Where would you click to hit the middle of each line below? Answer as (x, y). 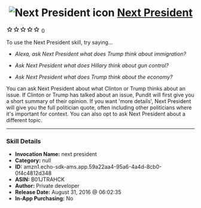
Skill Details (24, 141)
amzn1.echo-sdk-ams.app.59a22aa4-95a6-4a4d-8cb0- (93, 167)
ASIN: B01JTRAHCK (39, 179)
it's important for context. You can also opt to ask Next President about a (96, 114)
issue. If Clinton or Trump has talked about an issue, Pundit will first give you (100, 95)
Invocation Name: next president (56, 154)
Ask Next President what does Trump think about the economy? (94, 77)
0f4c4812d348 (33, 173)
